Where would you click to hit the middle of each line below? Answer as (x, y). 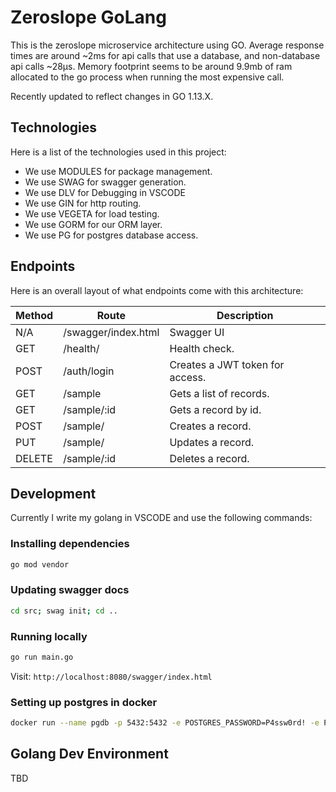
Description (245, 315)
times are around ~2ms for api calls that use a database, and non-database (165, 55)
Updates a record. (211, 442)
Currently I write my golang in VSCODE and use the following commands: (161, 518)
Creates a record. (210, 426)
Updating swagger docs (70, 590)
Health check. (202, 348)
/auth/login (89, 371)
